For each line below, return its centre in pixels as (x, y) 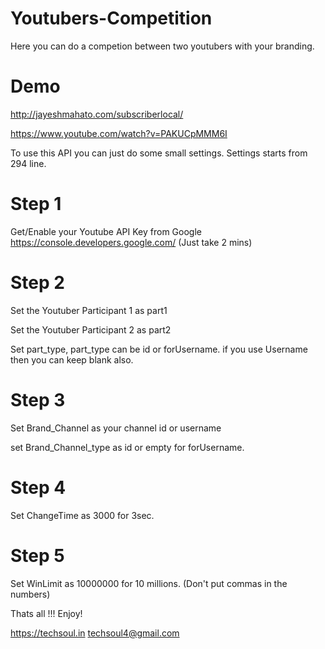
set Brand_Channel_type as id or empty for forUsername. (127, 447)
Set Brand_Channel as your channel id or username (116, 428)
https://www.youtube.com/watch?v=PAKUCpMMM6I (119, 133)
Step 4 (38, 487)
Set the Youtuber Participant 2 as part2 (91, 329)
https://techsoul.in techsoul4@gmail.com (95, 633)
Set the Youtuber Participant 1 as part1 (89, 310)
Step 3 (38, 399)
